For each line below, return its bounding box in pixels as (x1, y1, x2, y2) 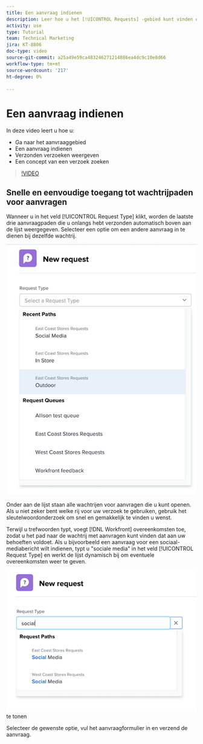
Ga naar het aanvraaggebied (14, 139, 86, 146)
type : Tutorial (6, 29, 45, 35)
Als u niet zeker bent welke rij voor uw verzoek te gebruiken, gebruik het (6, 507, 187, 514)
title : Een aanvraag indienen (6, 10, 83, 16)
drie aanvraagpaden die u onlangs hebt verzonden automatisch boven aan (6, 219, 192, 227)
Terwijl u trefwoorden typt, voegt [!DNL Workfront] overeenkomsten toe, (6, 525, 186, 533)
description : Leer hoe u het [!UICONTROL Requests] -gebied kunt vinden (6, 16, 193, 22)
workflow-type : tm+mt (6, 61, 61, 67)
